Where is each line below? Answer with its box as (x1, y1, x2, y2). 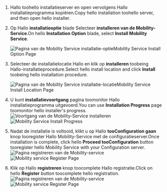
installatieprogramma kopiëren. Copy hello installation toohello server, (10, 10, 154, 16)
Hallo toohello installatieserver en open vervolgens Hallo (10, 5, 128, 10)
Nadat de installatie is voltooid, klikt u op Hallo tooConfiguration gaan (10, 128, 156, 134)
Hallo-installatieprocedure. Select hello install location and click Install (10, 66, 156, 72)
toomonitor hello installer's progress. (10, 108, 87, 113)
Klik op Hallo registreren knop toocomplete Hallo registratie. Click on (10, 165, 153, 171)
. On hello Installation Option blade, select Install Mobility (27, 30, 147, 36)
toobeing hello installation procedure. (10, 72, 88, 78)
